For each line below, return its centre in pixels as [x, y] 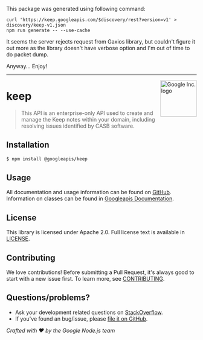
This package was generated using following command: [76, 9]
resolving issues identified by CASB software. [78, 126]
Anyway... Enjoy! [27, 66]
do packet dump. [27, 54]
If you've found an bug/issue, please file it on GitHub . [81, 319]
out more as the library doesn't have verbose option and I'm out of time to [98, 48]
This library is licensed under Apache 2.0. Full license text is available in [96, 232]
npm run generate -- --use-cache [48, 30]
